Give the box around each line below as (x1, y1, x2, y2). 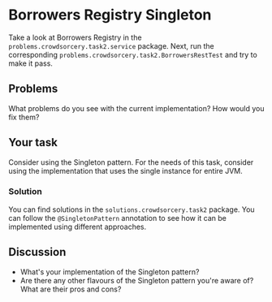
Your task (8, 136, 58, 149)
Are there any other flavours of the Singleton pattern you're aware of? (19, 275, 254, 285)
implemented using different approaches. (8, 222, 147, 231)
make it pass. (8, 58, 53, 68)
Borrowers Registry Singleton (8, 6, 212, 24)
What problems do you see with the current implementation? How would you (8, 103, 265, 113)
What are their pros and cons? (19, 284, 122, 294)
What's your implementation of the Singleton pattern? (19, 266, 200, 277)
